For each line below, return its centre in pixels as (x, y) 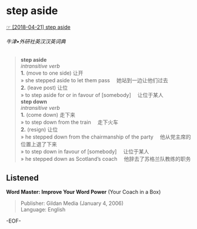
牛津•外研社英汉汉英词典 (36, 41)
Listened (23, 178)
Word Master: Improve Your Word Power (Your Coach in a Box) (84, 191)
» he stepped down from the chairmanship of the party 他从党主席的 (106, 137)
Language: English (43, 209)
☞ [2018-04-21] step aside (38, 27)
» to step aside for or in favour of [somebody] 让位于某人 (92, 95)
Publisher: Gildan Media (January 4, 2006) (72, 203)
